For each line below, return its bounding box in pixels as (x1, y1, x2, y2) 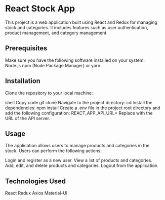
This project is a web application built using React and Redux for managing (5, 19, 158, 25)
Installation (5, 77, 41, 85)
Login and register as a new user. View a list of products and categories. (5, 158, 152, 163)
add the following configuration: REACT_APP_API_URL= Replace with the (5, 110, 153, 116)
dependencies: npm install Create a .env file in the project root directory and (5, 105, 161, 111)
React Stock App (5, 3, 75, 14)
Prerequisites (5, 44, 47, 52)
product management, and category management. (5, 30, 108, 36)
